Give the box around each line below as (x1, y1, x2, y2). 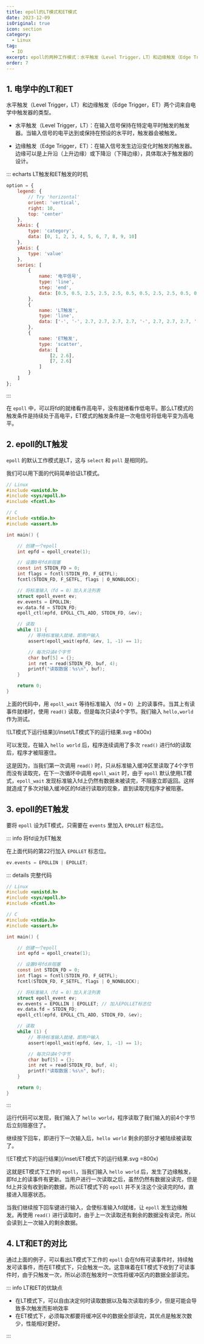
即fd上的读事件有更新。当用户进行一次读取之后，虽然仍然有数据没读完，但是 (6, 1175, 198, 1183)
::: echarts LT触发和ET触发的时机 (6, 171, 88, 178)
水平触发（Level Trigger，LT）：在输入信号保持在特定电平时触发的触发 (15, 122, 190, 129)
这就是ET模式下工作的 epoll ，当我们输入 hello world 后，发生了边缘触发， (6, 1167, 194, 1175)
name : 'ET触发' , (38, 336, 78, 342)
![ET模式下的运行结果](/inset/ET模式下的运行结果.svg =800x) (6, 1155, 159, 1162)
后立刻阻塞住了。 (6, 1121, 49, 1128)
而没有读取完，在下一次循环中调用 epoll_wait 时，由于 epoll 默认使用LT (6, 769, 187, 776)
